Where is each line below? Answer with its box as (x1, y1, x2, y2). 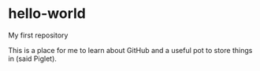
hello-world (8, 5, 87, 23)
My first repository (8, 30, 69, 40)
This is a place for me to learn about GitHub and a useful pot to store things (8, 45, 253, 55)
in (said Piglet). (8, 54, 58, 63)
